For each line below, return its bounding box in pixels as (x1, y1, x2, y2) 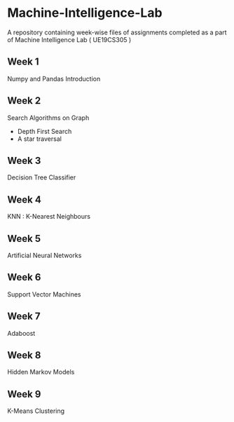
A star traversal (17, 135, 62, 143)
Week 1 (7, 56, 39, 68)
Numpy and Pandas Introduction (7, 74, 101, 83)
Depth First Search (17, 127, 72, 135)
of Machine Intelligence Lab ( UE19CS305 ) (7, 35, 132, 43)
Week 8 (7, 349, 41, 362)
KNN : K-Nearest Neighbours (7, 212, 91, 221)
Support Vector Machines (7, 290, 81, 299)
